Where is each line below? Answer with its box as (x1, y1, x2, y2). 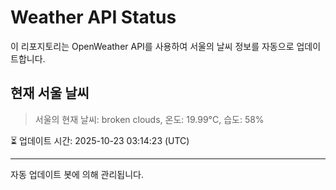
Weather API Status (10, 6, 177, 29)
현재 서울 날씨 (10, 85, 90, 102)
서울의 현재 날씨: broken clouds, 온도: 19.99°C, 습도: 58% (34, 113, 265, 125)
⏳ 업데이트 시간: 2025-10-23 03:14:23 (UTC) (10, 134, 190, 146)
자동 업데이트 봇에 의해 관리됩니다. (10, 168, 144, 180)
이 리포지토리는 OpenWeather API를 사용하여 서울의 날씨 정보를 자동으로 (10, 40, 295, 52)
